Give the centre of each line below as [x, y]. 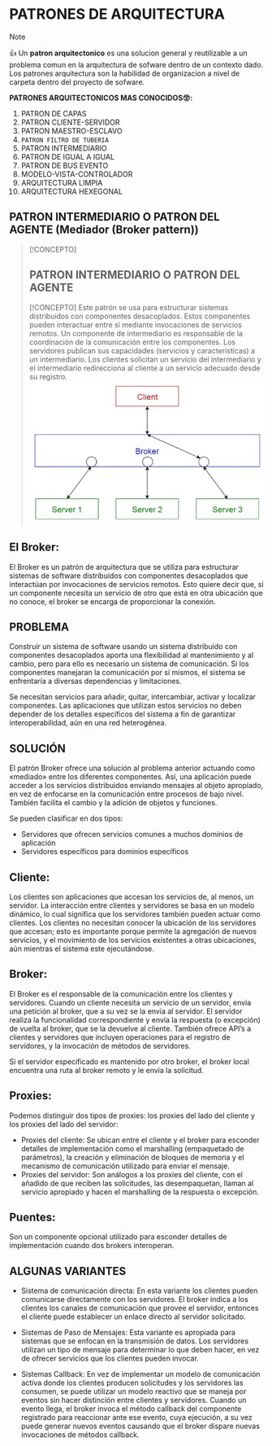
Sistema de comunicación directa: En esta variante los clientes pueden [139, 1290]
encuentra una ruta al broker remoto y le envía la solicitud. [106, 1070]
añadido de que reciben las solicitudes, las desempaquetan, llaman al [137, 1183]
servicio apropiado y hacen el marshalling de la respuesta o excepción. [140, 1192]
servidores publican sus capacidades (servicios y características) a [142, 350]
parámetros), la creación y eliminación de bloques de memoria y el [132, 1157]
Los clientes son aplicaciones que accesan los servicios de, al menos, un [132, 897]
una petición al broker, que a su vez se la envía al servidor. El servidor [126, 1011]
